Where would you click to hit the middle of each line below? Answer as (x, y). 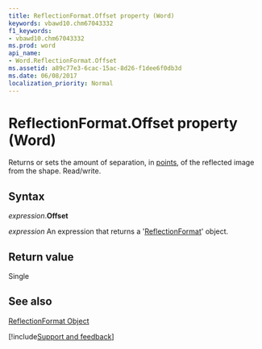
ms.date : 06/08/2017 (43, 76)
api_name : (25, 53)
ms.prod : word (32, 46)
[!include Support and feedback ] (61, 336)
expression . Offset (38, 216)
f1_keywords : (30, 31)
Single (19, 276)
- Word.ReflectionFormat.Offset (62, 61)
